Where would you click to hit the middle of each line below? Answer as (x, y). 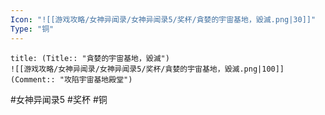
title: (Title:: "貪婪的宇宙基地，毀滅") (90, 58)
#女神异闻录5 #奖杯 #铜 (59, 99)
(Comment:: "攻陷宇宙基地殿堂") (71, 79)
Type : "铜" (32, 29)
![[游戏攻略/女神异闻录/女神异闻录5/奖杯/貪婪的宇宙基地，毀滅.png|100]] (147, 69)
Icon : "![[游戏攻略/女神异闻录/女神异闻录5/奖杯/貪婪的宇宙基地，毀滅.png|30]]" (163, 19)
